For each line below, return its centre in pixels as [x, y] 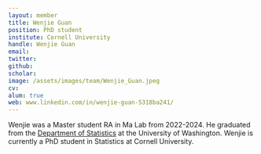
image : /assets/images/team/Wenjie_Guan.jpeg [84, 81]
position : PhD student [45, 30]
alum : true [26, 95]
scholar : [22, 73]
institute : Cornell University [59, 37]
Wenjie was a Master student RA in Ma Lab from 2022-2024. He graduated [129, 125]
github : [21, 66]
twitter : [22, 59]
